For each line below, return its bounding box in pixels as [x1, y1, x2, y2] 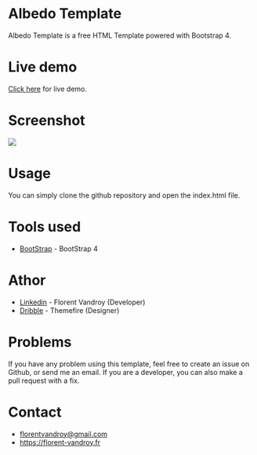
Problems [8, 333, 72, 351]
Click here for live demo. [8, 84, 88, 93]
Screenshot [8, 111, 85, 129]
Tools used [8, 217, 81, 235]
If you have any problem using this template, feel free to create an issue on [8, 359, 250, 369]
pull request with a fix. [8, 376, 80, 385]
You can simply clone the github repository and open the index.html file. [8, 190, 241, 200]
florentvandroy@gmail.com [19, 429, 108, 439]
